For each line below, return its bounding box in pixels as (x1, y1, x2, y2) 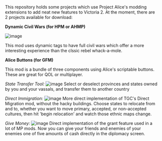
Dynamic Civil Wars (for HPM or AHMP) (5, 24, 86, 30)
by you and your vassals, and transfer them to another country (5, 86, 130, 92)
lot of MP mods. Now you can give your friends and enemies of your (5, 125, 141, 131)
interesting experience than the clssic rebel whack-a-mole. (5, 48, 122, 53)
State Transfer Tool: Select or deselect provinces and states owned (5, 81, 158, 87)
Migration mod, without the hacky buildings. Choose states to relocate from (5, 101, 156, 106)
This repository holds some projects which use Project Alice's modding (5, 4, 147, 10)
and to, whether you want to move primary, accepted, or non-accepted (5, 106, 147, 111)
